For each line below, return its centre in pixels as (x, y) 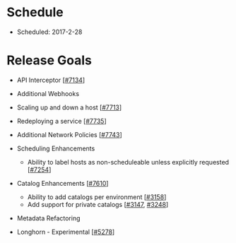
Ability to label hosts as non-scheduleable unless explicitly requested (128, 162)
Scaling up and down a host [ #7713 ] (69, 107)
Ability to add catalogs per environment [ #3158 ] (97, 197)
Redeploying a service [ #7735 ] (61, 121)
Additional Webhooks (48, 93)
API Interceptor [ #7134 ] (51, 80)
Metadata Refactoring (48, 218)
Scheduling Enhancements (56, 148)
